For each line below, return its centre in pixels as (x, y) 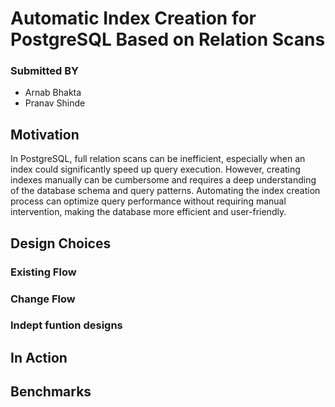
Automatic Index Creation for (133, 18)
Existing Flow (43, 272)
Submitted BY (44, 71)
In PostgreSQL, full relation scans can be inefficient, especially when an (158, 159)
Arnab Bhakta (53, 93)
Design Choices (61, 243)
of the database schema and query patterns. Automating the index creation (165, 191)
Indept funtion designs (66, 325)
